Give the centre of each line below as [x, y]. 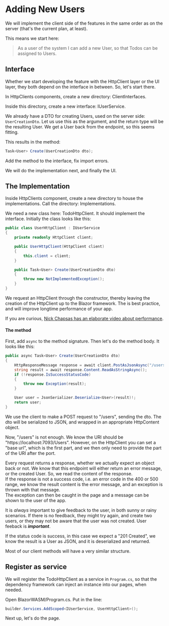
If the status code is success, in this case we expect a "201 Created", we [80, 536]
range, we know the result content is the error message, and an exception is [84, 484]
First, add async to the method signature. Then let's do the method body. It [82, 341]
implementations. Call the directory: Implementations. [61, 204]
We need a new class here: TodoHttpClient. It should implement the [75, 214]
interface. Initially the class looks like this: [48, 219]
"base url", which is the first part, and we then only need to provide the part [83, 448]
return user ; [28, 402]
